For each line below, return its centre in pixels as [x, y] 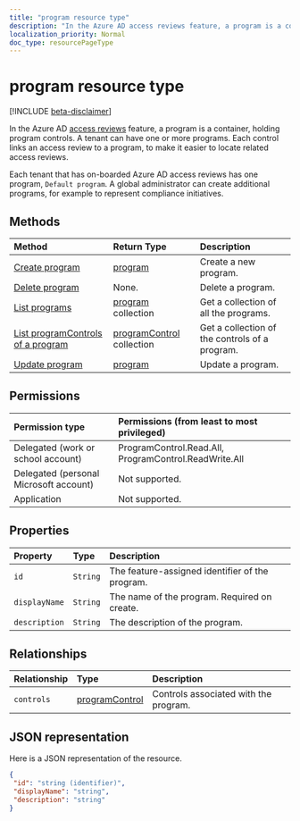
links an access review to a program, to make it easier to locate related [139, 147]
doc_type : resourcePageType [62, 42]
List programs [43, 307]
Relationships [48, 654]
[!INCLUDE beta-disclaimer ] [60, 112]
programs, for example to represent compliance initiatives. [117, 194]
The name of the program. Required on [191, 597]
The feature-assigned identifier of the [189, 571]
